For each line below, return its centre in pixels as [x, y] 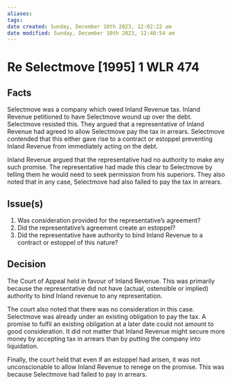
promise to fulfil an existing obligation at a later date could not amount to [110, 324]
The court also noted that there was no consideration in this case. [101, 309]
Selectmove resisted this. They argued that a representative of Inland [106, 124]
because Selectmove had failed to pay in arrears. [77, 374]
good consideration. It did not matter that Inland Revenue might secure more [116, 331]
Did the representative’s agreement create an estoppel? [96, 228]
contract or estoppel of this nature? [68, 243]
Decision [27, 264]
